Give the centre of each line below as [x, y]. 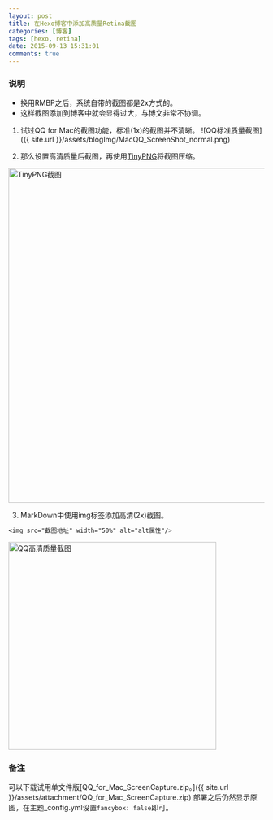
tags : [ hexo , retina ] [45, 39]
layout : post [30, 16]
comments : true [34, 54]
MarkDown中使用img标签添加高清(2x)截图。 [94, 515]
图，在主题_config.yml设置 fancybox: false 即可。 [91, 808]
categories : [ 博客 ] [40, 31]
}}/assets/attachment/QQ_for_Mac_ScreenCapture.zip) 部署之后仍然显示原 [133, 797]
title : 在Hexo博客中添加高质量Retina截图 [73, 24]
